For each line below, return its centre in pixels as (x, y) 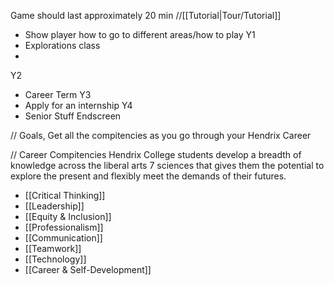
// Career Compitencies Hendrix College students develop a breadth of (156, 154)
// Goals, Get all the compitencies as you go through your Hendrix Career (161, 135)
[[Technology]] (55, 259)
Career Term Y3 (58, 94)
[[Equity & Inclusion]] (68, 216)
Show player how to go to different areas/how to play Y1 (140, 34)
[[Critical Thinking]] (65, 195)
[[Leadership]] (54, 206)
